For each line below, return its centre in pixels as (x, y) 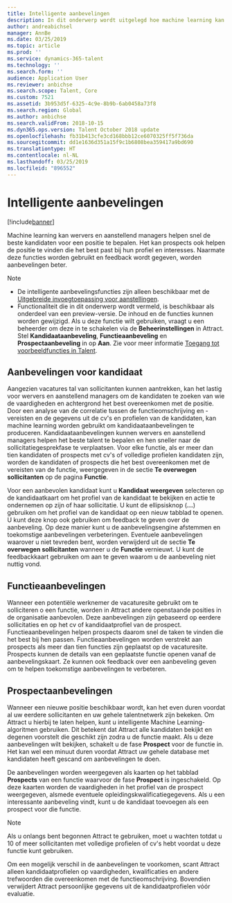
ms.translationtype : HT (42, 149)
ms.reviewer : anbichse (40, 85)
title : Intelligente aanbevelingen (59, 14)
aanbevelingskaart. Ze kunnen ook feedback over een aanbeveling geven (112, 662)
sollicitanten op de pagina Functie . (58, 477)
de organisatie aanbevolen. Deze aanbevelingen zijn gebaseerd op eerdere (114, 617)
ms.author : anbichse (37, 116)
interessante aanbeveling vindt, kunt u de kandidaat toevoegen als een (108, 802)
